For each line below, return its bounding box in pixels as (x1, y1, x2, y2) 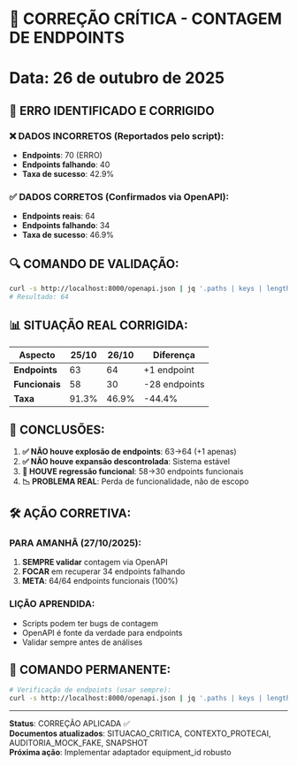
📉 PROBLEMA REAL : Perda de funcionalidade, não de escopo (21, 476, 249, 486)
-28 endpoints (143, 378, 205, 390)
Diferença (153, 349, 196, 361)
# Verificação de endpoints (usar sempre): (9, 686, 172, 694)
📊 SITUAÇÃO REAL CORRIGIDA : (9, 318, 188, 333)
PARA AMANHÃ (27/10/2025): (9, 536, 141, 548)
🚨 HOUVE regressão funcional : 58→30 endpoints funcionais (21, 465, 244, 477)
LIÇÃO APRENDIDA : (9, 598, 95, 610)
